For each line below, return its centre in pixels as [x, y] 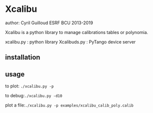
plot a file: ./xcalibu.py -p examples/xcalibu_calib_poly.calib [69, 105]
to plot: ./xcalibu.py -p [30, 86]
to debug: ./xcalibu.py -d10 [34, 96]
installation [23, 57]
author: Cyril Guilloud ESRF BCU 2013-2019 [49, 23]
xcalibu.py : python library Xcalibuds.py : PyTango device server [70, 42]
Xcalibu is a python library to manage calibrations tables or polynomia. [77, 32]
